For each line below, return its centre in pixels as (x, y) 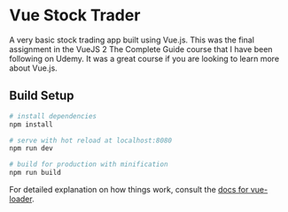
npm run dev (31, 148)
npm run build (35, 173)
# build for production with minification (89, 164)
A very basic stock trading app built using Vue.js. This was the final (132, 40)
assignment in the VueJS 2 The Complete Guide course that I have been (141, 49)
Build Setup (42, 96)
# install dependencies (53, 116)
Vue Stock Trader (75, 15)
